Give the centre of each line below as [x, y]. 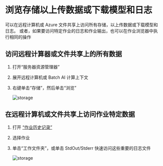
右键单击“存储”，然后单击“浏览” [44, 88]
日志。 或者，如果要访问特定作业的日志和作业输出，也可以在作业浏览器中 [79, 31]
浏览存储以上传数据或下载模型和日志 [79, 10]
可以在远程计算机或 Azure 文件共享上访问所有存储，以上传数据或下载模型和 [81, 25]
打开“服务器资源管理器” [36, 66]
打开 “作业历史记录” [32, 127]
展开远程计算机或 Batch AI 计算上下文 [50, 77]
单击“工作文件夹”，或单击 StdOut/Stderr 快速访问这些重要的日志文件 [81, 148]
